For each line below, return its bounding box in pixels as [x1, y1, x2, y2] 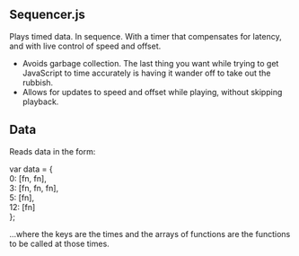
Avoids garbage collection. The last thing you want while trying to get [22, 57, 279, 68]
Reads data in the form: [9, 146, 96, 156]
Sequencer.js [9, 7, 85, 22]
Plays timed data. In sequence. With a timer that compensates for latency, [9, 31, 282, 41]
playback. [22, 96, 59, 107]
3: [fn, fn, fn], [9, 182, 59, 193]
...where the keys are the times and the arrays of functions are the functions [9, 228, 291, 239]
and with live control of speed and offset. [9, 40, 162, 51]
